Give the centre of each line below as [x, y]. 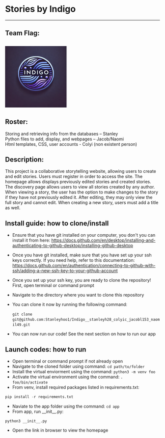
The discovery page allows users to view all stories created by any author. [80, 187]
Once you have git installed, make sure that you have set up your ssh [82, 255]
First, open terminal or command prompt [53, 285]
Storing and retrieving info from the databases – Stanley [62, 134]
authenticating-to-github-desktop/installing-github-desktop [73, 246]
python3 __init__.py [26, 421]
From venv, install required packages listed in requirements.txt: [76, 387]
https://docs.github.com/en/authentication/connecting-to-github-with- [84, 266]
